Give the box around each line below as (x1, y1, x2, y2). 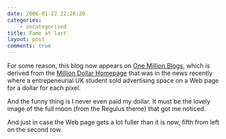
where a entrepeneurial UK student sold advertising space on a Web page (7, 76, 219, 84)
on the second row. (7, 126, 63, 133)
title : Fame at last (7, 29, 67, 37)
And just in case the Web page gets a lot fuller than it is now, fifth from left (7, 118, 220, 126)
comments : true (7, 42, 51, 49)
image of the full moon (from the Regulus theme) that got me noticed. (7, 105, 207, 113)
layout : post (7, 36, 45, 43)
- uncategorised (19, 23, 67, 30)
